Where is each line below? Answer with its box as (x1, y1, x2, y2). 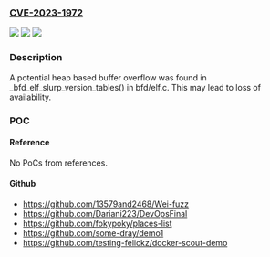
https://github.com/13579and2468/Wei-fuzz (22, 198, 190, 209)
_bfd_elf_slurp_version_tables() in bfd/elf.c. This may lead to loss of (9, 81, 262, 92)
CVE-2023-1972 (9, 6, 84, 19)
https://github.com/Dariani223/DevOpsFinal (22, 208, 188, 219)
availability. (9, 91, 52, 102)
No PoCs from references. (9, 157, 108, 168)
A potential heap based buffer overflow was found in (9, 71, 207, 83)
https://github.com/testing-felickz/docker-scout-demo (22, 237, 228, 248)
